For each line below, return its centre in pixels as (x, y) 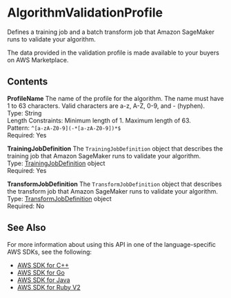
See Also (27, 228)
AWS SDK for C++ (43, 265)
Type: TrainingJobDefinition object (56, 163)
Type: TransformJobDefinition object (59, 198)
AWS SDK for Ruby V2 (49, 287)
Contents (28, 82)
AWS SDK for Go (41, 272)
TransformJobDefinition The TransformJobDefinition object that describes (114, 184)
